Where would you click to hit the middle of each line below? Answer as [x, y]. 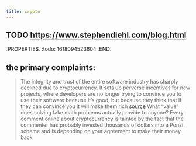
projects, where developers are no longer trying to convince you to [101, 94]
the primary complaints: [51, 67]
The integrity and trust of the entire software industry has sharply [99, 82]
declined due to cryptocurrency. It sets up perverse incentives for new [105, 88]
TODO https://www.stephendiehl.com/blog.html [96, 35]
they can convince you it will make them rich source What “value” [99, 106]
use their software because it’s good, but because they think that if [101, 100]
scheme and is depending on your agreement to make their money [101, 131]
